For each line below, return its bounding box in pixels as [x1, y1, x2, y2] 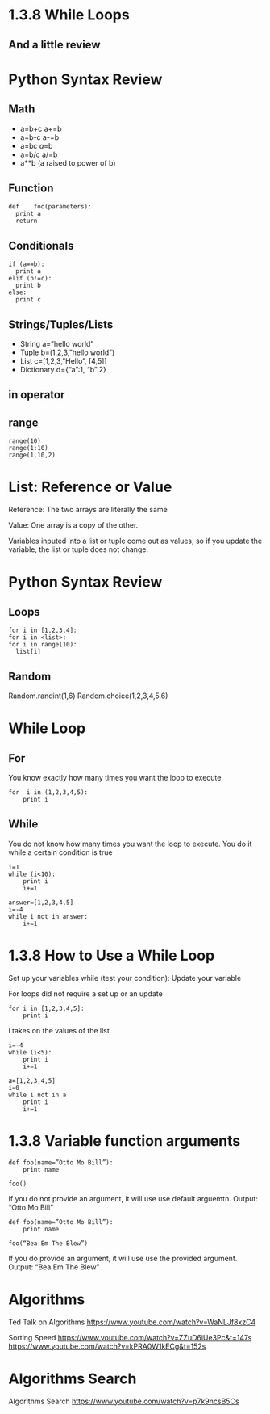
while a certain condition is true [8, 847, 113, 857]
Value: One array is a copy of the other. [8, 520, 139, 530]
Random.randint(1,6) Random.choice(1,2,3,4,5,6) [8, 691, 168, 701]
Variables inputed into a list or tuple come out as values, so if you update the [8, 536, 263, 546]
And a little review [8, 38, 101, 52]
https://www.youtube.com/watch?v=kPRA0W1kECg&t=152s [8, 1341, 206, 1351]
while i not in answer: [8, 912, 89, 920]
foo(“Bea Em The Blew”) [8, 1239, 89, 1248]
